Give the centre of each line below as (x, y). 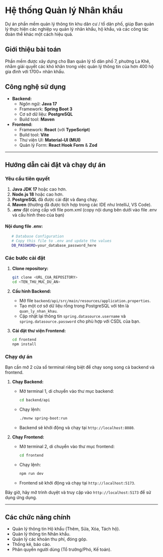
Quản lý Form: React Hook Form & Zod (58, 145)
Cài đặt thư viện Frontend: (39, 331)
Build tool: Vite (34, 135)
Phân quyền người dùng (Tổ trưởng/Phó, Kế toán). (62, 550)
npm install (24, 344)
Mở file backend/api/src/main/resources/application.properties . (85, 301)
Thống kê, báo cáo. (32, 544)
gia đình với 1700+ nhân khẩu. (35, 71)
